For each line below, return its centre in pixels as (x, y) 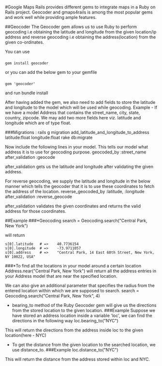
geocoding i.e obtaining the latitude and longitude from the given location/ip (81, 32)
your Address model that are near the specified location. (61, 276)
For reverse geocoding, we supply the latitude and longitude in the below (78, 181)
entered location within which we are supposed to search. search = (72, 290)
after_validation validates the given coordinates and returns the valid (73, 206)
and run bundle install (27, 93)
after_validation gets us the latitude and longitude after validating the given (79, 166)
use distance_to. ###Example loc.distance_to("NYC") (65, 349)
